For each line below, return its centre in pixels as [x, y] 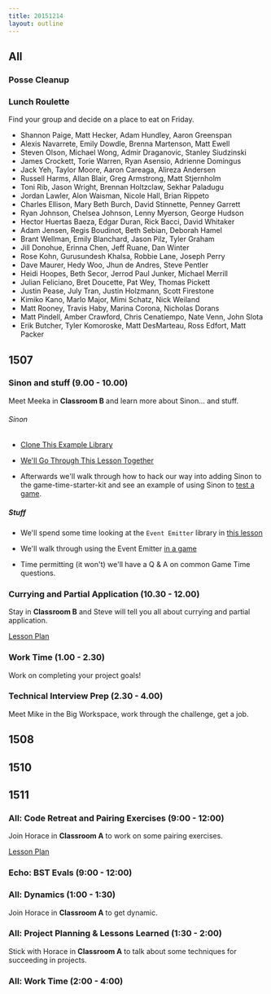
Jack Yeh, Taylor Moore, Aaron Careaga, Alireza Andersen [118, 170]
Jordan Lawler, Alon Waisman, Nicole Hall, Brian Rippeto [115, 196]
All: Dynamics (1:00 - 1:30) [62, 895]
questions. [38, 573]
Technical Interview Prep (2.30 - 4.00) [86, 696]
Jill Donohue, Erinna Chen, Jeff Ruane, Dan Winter [105, 248]
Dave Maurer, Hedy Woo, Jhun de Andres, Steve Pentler [114, 265]
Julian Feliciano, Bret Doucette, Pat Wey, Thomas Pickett [115, 283]
